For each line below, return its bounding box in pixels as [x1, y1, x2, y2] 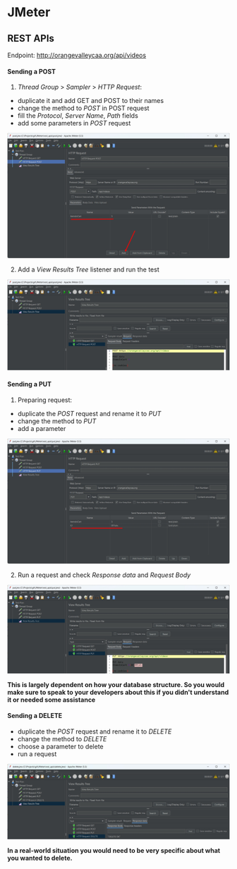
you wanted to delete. [7, 853, 73, 862]
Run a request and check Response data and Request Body [17, 571, 191, 579]
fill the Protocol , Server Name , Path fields [17, 111, 139, 120]
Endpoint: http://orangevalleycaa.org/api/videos [7, 51, 147, 59]
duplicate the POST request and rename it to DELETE [17, 727, 172, 736]
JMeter [7, 4, 51, 20]
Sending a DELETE [7, 712, 63, 720]
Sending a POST [7, 67, 56, 75]
